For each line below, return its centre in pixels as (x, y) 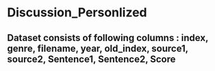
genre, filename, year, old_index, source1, (98, 48)
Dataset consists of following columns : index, (108, 38)
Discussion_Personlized (77, 13)
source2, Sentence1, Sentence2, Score (91, 59)
